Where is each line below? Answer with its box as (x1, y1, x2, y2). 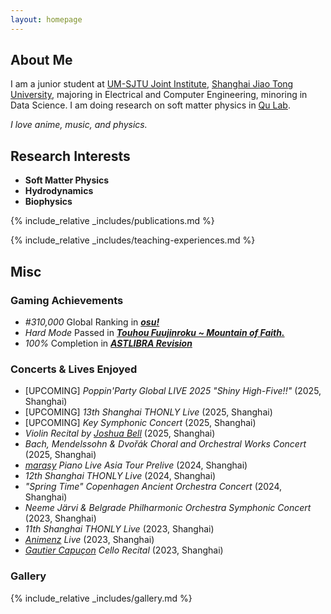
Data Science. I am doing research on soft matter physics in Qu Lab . (10, 99, 291, 111)
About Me (10, 52, 73, 69)
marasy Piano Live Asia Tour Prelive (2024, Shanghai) (24, 459, 248, 471)
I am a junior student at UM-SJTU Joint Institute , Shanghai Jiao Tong (10, 78, 294, 90)
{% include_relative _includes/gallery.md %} (10, 592, 193, 604)
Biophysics (24, 196, 73, 208)
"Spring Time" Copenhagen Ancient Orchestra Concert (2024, (24, 481, 283, 493)
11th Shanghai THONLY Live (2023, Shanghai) (24, 523, 215, 535)
